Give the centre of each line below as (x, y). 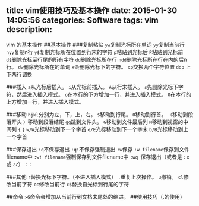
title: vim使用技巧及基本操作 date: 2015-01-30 (92, 11)
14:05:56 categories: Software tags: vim (82, 20)
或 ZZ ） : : (19, 164)
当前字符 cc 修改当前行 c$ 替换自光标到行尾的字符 (70, 184)
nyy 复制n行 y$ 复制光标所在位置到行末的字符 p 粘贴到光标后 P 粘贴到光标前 (95, 52)
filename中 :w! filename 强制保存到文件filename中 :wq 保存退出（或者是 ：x (98, 157)
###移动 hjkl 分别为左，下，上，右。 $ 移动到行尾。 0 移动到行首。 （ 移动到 (97, 114)
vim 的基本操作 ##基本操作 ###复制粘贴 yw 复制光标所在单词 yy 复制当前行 (96, 45)
